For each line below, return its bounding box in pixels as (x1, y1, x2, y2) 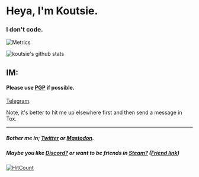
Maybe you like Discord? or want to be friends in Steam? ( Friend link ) (6, 150, 179, 157)
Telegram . (6, 97, 31, 105)
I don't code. (6, 26, 43, 34)
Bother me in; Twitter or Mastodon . (6, 134, 95, 141)
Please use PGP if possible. (6, 84, 75, 91)
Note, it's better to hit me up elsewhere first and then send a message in (6, 109, 182, 116)
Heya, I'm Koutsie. (6, 4, 98, 18)
